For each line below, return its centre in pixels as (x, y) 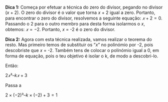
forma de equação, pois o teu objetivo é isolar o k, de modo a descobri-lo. (82, 56)
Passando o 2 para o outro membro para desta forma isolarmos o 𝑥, (75, 24)
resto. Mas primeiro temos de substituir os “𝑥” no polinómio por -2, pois (79, 45)
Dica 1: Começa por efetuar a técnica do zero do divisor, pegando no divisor (84, 7)
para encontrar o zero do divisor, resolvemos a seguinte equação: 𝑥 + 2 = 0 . (84, 18)
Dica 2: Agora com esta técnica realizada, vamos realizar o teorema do (78, 39)
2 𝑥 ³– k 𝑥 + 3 (16, 75)
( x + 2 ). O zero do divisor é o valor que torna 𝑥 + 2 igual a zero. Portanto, (80, 12)
